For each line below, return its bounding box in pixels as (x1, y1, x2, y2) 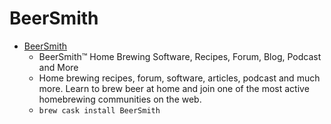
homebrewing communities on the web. (38, 93, 202, 105)
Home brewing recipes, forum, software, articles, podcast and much (38, 72, 321, 84)
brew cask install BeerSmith (38, 105, 161, 116)
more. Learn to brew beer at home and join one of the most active (38, 82, 310, 94)
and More (38, 61, 79, 73)
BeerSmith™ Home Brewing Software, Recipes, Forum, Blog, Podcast (38, 50, 322, 62)
